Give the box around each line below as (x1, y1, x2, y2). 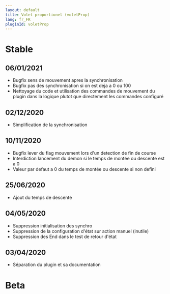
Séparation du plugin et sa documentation (12, 261, 101, 268)
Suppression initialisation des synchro (12, 222, 93, 229)
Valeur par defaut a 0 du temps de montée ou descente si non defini (12, 166, 156, 172)
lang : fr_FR (5, 17, 31, 22)
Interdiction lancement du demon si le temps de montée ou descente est (12, 155, 165, 161)
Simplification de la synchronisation (12, 122, 88, 128)
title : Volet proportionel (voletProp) (5, 12, 90, 17)
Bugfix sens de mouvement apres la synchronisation (12, 77, 123, 83)
